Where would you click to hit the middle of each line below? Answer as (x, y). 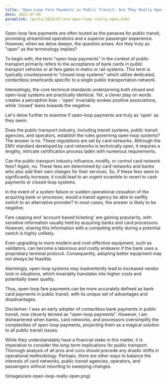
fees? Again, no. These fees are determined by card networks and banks (80, 166)
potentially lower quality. (30, 279)
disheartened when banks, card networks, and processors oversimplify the (82, 320)
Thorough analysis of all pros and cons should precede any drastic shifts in (82, 351)
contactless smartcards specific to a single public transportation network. (81, 80)
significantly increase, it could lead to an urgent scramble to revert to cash (81, 177)
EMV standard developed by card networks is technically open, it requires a (83, 146)
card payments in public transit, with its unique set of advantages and (77, 294)
